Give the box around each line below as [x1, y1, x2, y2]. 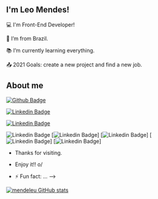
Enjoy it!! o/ [14, 161, 43, 168]
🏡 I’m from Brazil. [6, 35, 49, 42]
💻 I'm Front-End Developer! [6, 21, 75, 28]
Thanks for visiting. [14, 149, 63, 156]
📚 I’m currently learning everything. [6, 47, 95, 54]
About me [6, 81, 44, 91]
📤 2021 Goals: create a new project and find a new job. [6, 61, 142, 68]
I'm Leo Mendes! [6, 5, 70, 15]
